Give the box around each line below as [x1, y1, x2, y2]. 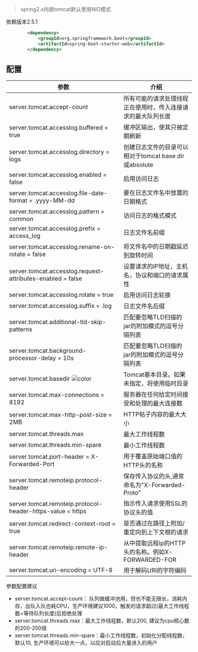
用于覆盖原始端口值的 [123, 452, 183, 461]
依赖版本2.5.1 [6, 18, 38, 25]
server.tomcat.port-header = [9, 453, 90, 461]
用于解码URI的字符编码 [123, 567, 187, 575]
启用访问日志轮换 [123, 291, 171, 299]
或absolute [123, 161, 154, 169]
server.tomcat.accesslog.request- [9, 267, 104, 276]
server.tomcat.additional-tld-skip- [9, 318, 107, 326]
